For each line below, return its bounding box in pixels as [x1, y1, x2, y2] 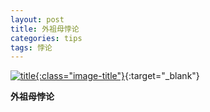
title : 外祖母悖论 [10, 24, 80, 34]
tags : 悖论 [10, 42, 53, 53]
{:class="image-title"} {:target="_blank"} [35, 70, 200, 82]
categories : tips [10, 33, 83, 43]
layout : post [10, 14, 65, 25]
